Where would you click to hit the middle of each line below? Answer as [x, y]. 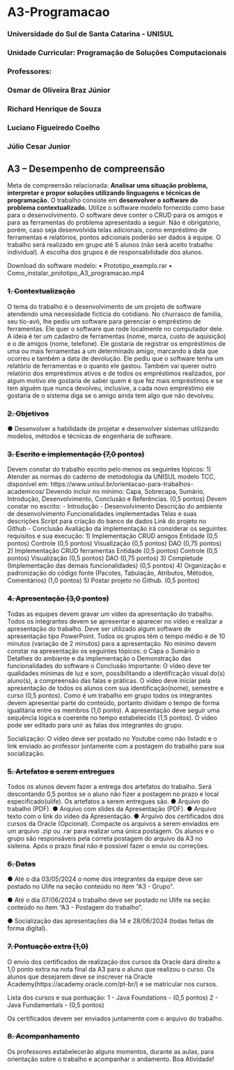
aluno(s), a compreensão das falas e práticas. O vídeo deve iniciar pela [109, 680]
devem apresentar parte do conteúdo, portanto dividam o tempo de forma [114, 702]
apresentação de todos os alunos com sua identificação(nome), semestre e [116, 688]
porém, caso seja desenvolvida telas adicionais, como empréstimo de [107, 230]
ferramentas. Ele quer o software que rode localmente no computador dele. [116, 329]
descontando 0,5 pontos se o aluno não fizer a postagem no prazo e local [113, 794]
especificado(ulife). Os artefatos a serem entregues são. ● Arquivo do [108, 801]
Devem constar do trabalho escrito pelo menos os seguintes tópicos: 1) [109, 469]
